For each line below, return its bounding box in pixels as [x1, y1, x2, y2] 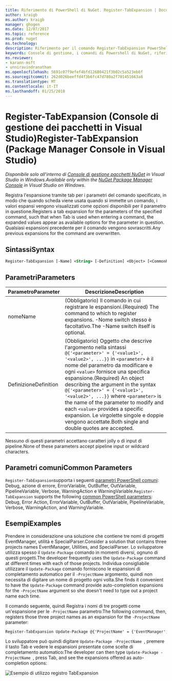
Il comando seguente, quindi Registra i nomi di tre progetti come [5, 602, 141, 609]
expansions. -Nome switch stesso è [64, 316, 152, 323]
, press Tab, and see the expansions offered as [32, 655, 132, 661]
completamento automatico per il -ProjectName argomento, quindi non [5, 571, 153, 577]
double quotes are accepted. [64, 424, 134, 432]
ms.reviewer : [5, 55, 33, 61]
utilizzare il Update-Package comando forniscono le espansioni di [5, 566, 141, 572]
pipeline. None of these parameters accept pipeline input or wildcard [5, 443, 149, 449]
